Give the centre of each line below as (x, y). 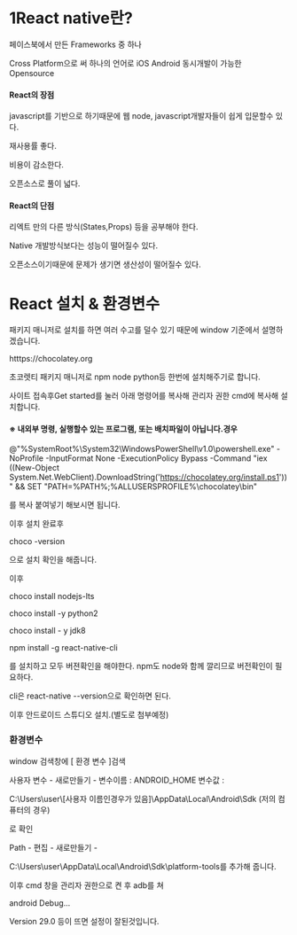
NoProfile (27, 458)
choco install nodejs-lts (52, 596)
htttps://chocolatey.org (51, 359)
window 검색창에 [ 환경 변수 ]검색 (67, 761)
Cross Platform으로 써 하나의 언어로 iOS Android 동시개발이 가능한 (125, 63)
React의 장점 (32, 95)
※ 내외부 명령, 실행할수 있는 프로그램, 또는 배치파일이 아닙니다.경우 (123, 429)
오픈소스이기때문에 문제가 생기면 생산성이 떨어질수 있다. (105, 265)
